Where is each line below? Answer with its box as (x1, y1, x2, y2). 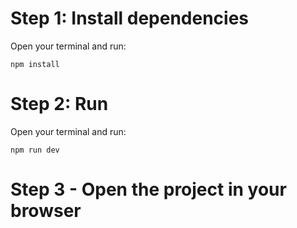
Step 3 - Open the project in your (10, 178, 287, 201)
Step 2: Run (10, 93, 109, 116)
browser (10, 200, 82, 222)
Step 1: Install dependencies (10, 7, 250, 30)
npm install (10, 59, 60, 69)
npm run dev (10, 145, 60, 155)
